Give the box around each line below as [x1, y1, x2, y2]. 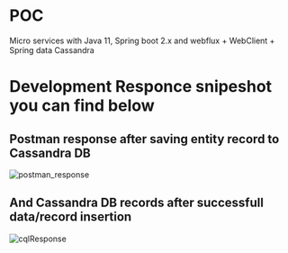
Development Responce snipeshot [9, 77, 273, 97]
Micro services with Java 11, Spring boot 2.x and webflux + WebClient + [9, 35, 275, 46]
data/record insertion [9, 209, 132, 225]
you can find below [9, 95, 155, 116]
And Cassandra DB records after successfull [9, 195, 264, 211]
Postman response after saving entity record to [9, 131, 280, 147]
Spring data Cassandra [9, 44, 94, 55]
